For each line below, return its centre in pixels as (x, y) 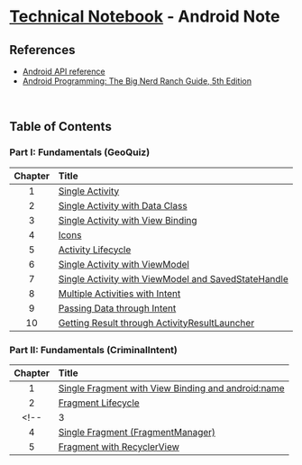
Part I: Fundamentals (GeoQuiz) (80, 152)
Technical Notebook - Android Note (145, 17)
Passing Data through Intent (117, 308)
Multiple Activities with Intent (119, 293)
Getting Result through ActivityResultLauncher (156, 323)
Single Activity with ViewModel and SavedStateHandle (173, 278)
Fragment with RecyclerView (119, 446)
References (42, 50)
